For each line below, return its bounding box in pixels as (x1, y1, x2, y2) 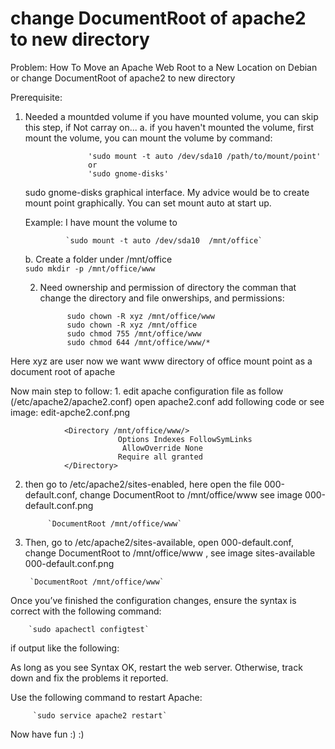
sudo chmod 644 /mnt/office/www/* (66, 337, 211, 347)
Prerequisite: (10, 91, 63, 103)
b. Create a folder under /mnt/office (24, 253, 173, 265)
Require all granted (117, 452, 203, 462)
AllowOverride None (121, 443, 203, 453)
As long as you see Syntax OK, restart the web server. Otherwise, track (10, 661, 303, 673)
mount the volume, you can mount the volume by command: (24, 132, 273, 144)
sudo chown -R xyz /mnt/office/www (66, 311, 215, 321)
